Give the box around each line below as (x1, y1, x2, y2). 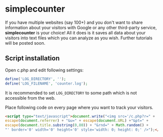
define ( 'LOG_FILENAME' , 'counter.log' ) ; (5, 81, 88, 86)
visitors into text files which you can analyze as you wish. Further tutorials (5, 35, 153, 41)
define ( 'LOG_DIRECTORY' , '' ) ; (5, 76, 66, 81)
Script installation (5, 54, 60, 63)
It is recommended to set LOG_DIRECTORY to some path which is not (5, 90, 137, 96)
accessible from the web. (5, 95, 56, 101)
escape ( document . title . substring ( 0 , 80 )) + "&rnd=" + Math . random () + (5, 123, 149, 128)
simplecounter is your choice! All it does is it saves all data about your (5, 30, 146, 35)
